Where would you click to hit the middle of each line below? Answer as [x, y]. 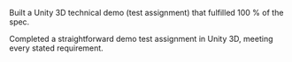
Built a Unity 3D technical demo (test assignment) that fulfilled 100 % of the [146, 13]
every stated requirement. [56, 48]
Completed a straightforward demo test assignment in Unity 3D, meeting [141, 39]
